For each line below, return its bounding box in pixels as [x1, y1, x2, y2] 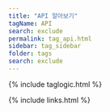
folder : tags [8, 50, 53, 58]
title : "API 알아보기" [8, 11, 78, 20]
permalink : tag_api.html [8, 34, 92, 43]
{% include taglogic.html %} [8, 79, 103, 89]
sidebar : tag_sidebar [8, 42, 82, 50]
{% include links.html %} [8, 95, 91, 105]
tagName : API [8, 19, 53, 28]
